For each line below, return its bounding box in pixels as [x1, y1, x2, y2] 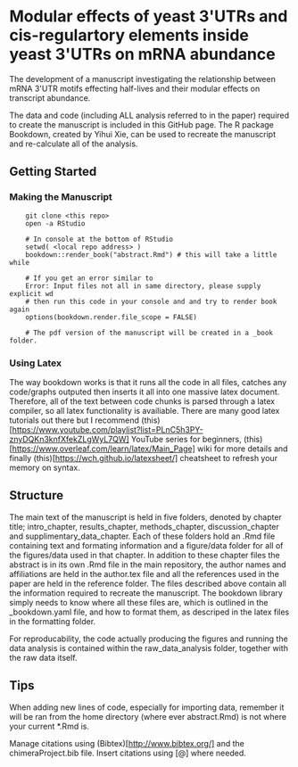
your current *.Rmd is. [9, 721, 89, 731]
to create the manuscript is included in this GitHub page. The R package [9, 119, 275, 130]
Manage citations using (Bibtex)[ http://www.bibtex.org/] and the [9, 738, 245, 748]
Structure [9, 488, 64, 503]
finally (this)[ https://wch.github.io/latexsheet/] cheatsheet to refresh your [9, 452, 278, 463]
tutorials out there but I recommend [9, 415, 140, 425]
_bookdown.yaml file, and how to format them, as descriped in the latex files [9, 606, 290, 617]
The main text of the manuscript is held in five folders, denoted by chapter [9, 511, 283, 523]
